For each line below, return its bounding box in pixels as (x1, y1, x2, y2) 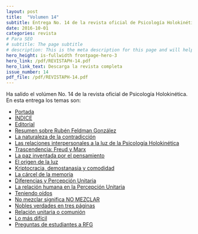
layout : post (6, 8, 38, 15)
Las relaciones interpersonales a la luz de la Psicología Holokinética (14, 140, 180, 147)
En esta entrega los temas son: (6, 97, 81, 104)
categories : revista (6, 31, 57, 37)
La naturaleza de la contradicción (14, 133, 96, 140)
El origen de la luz (14, 159, 58, 166)
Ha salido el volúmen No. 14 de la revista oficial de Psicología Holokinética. (6, 91, 188, 98)
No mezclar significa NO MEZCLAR (14, 196, 100, 203)
